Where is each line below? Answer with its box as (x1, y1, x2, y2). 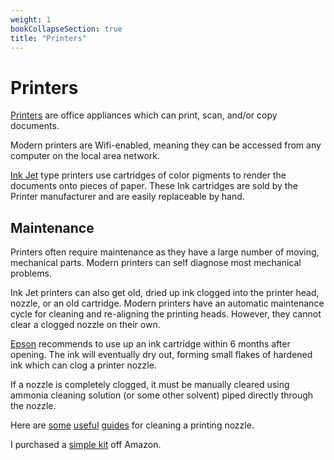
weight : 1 (10, 14, 52, 25)
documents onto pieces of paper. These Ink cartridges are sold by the (10, 180, 298, 192)
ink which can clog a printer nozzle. (10, 359, 157, 371)
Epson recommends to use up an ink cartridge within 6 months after (10, 338, 291, 350)
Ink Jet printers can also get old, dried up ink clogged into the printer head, (10, 287, 320, 299)
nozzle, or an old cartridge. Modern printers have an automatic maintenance (10, 297, 325, 310)
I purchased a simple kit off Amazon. (10, 439, 162, 451)
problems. (10, 267, 52, 280)
